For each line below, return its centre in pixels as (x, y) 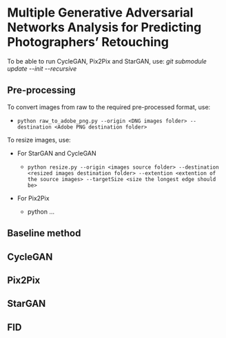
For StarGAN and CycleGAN (56, 153)
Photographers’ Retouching (88, 42)
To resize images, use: (39, 140)
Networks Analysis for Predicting (104, 27)
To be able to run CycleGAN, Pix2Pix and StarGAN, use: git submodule (107, 61)
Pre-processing (41, 90)
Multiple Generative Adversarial (100, 13)
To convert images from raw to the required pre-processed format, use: (109, 107)
